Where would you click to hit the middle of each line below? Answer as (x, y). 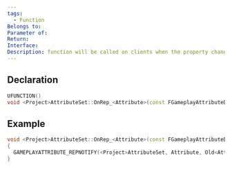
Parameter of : (28, 33)
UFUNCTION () (24, 96)
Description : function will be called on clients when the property (108, 52)
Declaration (33, 80)
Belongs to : (24, 26)
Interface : (23, 46)
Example (26, 124)
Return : (18, 39)
